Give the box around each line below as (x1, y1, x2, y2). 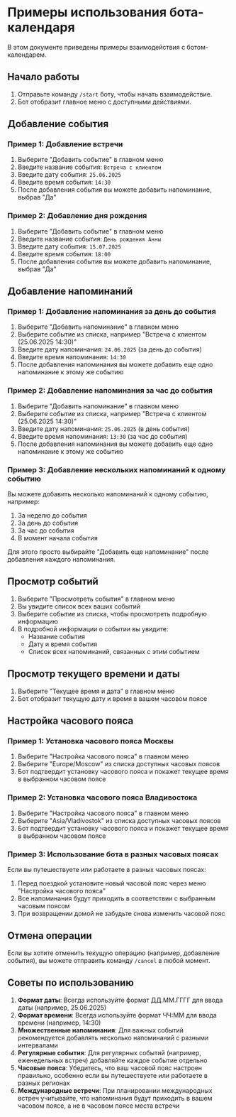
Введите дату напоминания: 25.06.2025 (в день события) (17, 424, 190, 433)
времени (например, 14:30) (17, 1018, 101, 1027)
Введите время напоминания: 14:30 (17, 353, 126, 361)
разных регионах (17, 1079, 70, 1087)
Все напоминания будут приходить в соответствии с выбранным (17, 894, 216, 903)
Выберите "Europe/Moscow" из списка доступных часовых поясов (17, 760, 220, 768)
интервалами (17, 1041, 59, 1050)
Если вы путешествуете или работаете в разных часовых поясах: (7, 865, 207, 873)
